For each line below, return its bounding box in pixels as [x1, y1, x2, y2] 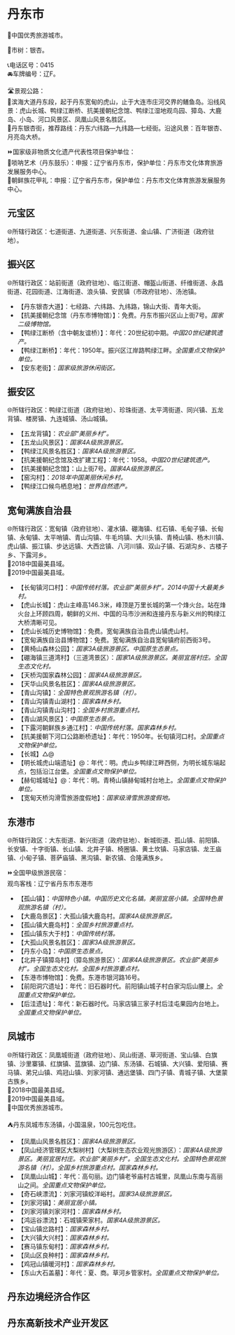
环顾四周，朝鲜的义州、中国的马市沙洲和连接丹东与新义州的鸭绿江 [36, 609, 226, 618]
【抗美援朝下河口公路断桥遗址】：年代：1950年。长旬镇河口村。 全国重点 [17, 732, 225, 740]
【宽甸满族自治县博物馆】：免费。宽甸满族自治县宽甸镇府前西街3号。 [17, 636, 215, 644]
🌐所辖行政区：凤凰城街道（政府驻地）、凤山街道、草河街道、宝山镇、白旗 [7, 1050, 218, 1059]
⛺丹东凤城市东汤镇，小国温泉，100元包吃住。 [7, 1120, 140, 1129]
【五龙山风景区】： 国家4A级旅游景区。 [17, 438, 127, 447]
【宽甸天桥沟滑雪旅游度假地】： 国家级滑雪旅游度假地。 [17, 794, 174, 802]
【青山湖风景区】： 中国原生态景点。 [17, 714, 119, 723]
